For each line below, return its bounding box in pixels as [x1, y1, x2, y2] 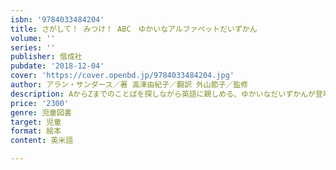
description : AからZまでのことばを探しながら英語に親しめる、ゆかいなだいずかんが [10, 89, 316, 99]
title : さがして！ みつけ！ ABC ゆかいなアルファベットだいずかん [10, 24, 258, 34]
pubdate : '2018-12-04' [10, 61, 105, 71]
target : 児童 [10, 117, 62, 127]
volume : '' [10, 33, 56, 43]
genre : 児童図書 [10, 107, 72, 118]
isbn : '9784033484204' [10, 14, 105, 25]
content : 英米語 [10, 136, 74, 146]
